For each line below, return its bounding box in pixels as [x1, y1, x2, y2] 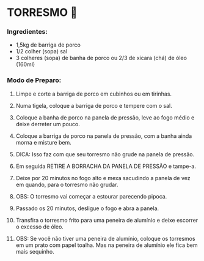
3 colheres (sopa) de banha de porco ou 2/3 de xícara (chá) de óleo [15, 55, 187, 62]
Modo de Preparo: [7, 76, 62, 85]
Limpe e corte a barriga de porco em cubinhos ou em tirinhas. [15, 90, 172, 97]
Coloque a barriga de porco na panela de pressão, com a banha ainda [15, 132, 192, 140]
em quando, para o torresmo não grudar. [15, 181, 118, 188]
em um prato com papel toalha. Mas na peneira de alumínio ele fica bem [15, 241, 198, 249]
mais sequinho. [15, 248, 54, 255]
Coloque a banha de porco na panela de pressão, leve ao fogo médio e [15, 113, 195, 121]
